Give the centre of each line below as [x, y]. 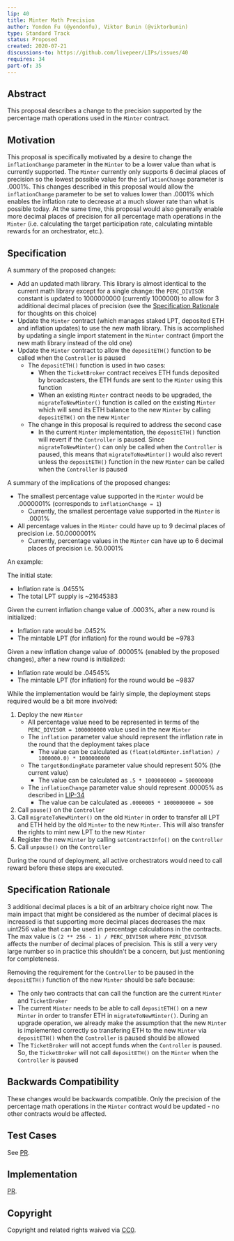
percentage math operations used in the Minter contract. [89, 118]
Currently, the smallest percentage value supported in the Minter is [124, 511]
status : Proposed [32, 40]
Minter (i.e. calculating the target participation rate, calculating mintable [110, 224]
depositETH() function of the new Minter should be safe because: [101, 980]
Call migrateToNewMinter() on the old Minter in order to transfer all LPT [119, 818]
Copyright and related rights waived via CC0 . [72, 1230]
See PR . [18, 1152]
